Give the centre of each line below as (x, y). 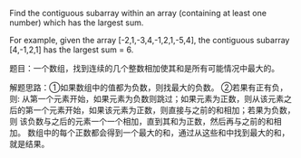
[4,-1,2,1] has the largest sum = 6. (72, 50)
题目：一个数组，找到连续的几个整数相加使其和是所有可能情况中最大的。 (144, 68)
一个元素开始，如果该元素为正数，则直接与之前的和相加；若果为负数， (164, 110)
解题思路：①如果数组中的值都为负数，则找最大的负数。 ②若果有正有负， (149, 88)
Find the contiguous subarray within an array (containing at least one (138, 13)
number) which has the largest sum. (77, 23)
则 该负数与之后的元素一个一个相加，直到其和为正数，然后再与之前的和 (141, 121)
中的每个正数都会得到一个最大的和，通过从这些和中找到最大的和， (166, 133)
